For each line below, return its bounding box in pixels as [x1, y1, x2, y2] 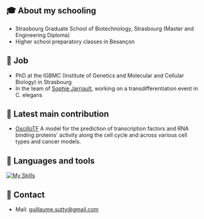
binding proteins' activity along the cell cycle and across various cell [15, 131, 188, 139]
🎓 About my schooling [6, 5, 97, 16]
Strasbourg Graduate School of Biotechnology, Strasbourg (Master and [15, 24, 194, 32]
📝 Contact [6, 189, 45, 200]
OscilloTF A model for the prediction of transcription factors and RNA [15, 125, 189, 132]
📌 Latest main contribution [6, 109, 109, 120]
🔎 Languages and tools [6, 156, 95, 166]
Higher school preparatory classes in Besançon [15, 38, 135, 45]
